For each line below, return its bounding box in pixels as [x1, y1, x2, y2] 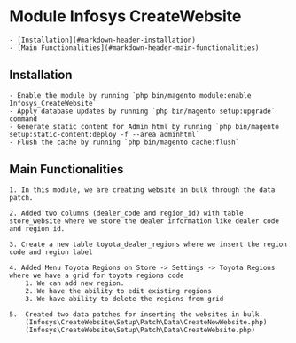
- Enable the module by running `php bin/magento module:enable [9, 91, 252, 100]
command [9, 114, 38, 124]
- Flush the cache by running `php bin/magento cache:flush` [9, 138, 240, 147]
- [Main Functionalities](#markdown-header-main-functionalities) [9, 43, 260, 52]
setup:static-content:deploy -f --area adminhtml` [9, 130, 200, 139]
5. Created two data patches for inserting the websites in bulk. [9, 309, 264, 319]
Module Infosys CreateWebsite [9, 6, 242, 27]
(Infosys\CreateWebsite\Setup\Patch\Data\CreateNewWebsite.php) [25, 317, 268, 326]
